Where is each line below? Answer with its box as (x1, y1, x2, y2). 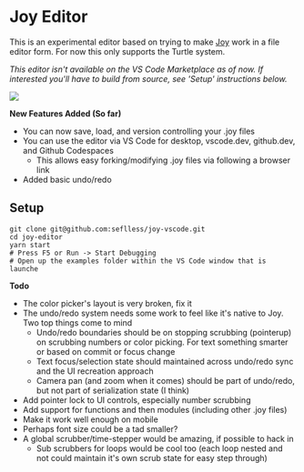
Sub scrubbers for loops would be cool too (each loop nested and (35, 443, 284, 454)
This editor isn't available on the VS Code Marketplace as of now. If (9, 64, 264, 75)
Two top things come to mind (22, 316, 133, 328)
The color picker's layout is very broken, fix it (22, 297, 193, 308)
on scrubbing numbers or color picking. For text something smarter (35, 336, 289, 347)
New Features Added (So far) (9, 107, 122, 119)
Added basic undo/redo (22, 174, 112, 185)
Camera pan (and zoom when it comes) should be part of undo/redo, (35, 375, 296, 386)
